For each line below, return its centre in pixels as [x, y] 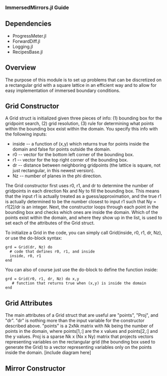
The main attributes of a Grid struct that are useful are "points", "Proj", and [82, 315]
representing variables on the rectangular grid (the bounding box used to [80, 342]
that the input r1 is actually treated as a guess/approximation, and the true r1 [83, 196]
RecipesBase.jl [27, 52]
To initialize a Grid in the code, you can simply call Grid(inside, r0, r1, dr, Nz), [84, 233]
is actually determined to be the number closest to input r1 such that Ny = [81, 202]
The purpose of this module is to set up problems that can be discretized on [83, 80]
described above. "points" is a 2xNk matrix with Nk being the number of [79, 326]
